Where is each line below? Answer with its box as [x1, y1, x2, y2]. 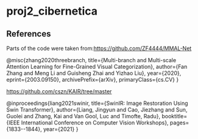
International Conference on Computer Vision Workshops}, [21, 119, 169, 126]
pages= [169, 119, 189, 126]
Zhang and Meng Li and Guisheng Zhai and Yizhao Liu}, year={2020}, [6, 69, 182, 77]
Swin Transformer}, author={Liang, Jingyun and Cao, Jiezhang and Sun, [6, 106, 188, 113]
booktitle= [161, 113, 188, 119]
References [6, 29, 51, 39]
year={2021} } [43, 126, 79, 132]
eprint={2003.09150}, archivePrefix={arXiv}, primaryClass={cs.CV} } [6, 76, 179, 83]
